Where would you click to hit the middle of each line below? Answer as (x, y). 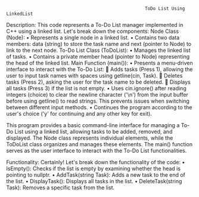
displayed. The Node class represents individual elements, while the (90, 138)
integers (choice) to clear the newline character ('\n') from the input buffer (97, 95)
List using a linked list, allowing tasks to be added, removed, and (94, 132)
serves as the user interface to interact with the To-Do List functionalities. (97, 150)
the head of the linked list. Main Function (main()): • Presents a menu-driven (100, 63)
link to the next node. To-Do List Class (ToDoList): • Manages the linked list (98, 50)
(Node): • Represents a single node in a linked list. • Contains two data (93, 38)
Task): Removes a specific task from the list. (60, 187)
